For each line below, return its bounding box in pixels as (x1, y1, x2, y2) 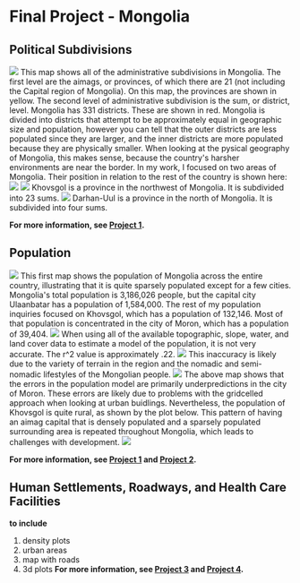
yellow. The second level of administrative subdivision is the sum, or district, (9, 96, 290, 106)
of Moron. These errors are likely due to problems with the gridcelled (9, 388, 264, 399)
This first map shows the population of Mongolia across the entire (20, 270, 263, 281)
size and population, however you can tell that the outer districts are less (9, 124, 278, 134)
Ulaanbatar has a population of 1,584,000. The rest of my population (9, 298, 261, 310)
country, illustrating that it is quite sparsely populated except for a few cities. (9, 279, 292, 290)
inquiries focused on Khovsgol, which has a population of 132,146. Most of (9, 308, 284, 319)
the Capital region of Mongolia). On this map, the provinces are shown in (9, 86, 278, 96)
